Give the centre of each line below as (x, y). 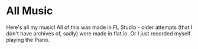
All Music (30, 11)
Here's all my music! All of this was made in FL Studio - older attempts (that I (99, 27)
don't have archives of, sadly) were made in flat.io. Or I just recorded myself (98, 33)
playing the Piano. (28, 40)
